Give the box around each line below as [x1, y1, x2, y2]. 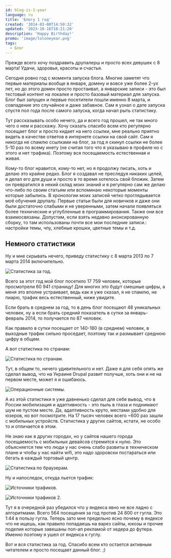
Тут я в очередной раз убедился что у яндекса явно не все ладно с [5, 504, 153, 511]
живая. [5, 155, 21, 161]
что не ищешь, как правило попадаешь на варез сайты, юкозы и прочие [5, 521, 163, 527]
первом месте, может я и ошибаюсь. [5, 376, 87, 383]
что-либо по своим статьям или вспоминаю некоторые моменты [5, 187, 148, 193]
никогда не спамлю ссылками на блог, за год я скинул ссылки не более [5, 139, 163, 145]
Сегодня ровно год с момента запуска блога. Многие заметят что [5, 75, 150, 81]
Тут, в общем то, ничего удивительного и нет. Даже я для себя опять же [5, 366, 163, 372]
